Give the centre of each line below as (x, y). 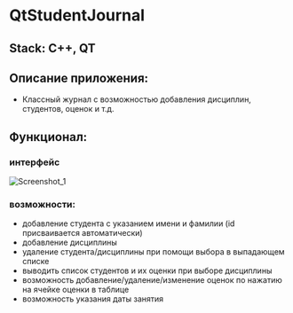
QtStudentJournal (77, 16)
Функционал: (48, 137)
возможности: (43, 204)
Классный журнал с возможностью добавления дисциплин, (136, 99)
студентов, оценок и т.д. (68, 109)
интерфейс (35, 162)
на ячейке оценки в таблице (75, 290)
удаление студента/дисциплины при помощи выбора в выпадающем (154, 252)
